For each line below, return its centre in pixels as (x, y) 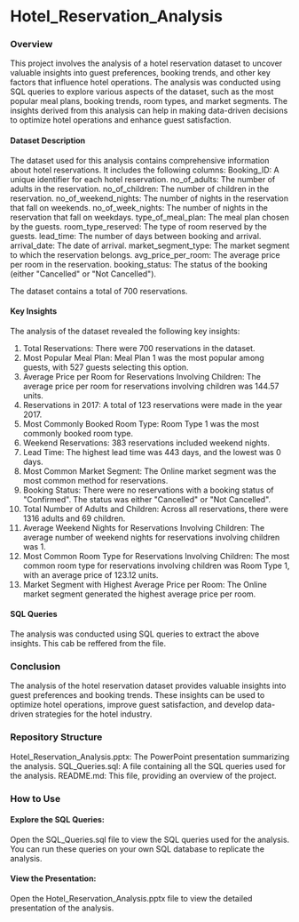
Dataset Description (48, 140)
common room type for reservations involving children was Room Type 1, (156, 565)
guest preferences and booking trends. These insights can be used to (138, 695)
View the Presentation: (53, 878)
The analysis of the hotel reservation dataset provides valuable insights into (148, 685)
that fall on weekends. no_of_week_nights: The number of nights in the (139, 207)
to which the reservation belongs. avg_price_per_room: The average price (145, 254)
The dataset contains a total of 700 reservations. (99, 291)
